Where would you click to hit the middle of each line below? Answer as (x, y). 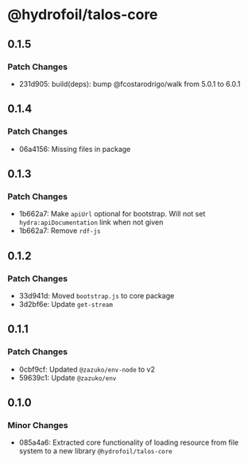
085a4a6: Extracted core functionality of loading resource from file (129, 442)
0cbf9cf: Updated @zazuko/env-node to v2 (87, 369)
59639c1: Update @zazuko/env (68, 377)
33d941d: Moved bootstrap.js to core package (97, 295)
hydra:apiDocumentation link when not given (91, 222)
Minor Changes (38, 425)
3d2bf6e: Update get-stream (66, 304)
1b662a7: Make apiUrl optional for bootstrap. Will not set (112, 214)
